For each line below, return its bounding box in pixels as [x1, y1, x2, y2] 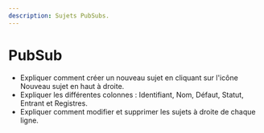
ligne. [19, 115, 39, 125]
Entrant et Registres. [19, 98, 89, 108]
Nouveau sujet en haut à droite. [19, 81, 125, 91]
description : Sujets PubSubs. [8, 11, 110, 20]
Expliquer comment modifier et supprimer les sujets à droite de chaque [19, 107, 256, 116]
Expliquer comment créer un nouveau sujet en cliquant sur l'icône [19, 73, 239, 83]
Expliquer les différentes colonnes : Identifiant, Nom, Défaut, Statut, [19, 90, 244, 99]
